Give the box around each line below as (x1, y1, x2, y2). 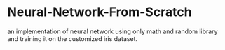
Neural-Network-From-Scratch (7, 4, 192, 20)
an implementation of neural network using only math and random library (7, 27, 219, 35)
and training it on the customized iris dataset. (7, 34, 138, 42)
